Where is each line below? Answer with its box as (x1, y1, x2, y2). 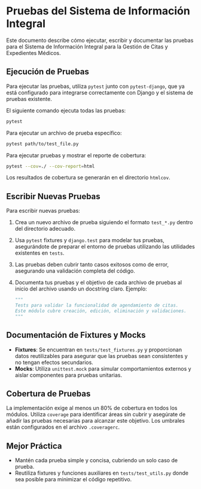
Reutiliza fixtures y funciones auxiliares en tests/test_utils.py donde (14, 469, 188, 476)
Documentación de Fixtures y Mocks (6, 330, 146, 340)
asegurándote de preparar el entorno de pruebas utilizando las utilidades (14, 243, 196, 250)
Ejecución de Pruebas (6, 67, 90, 77)
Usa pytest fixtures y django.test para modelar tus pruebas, (14, 237, 165, 244)
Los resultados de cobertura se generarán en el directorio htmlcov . (6, 174, 170, 181)
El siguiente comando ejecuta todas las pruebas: (6, 106, 126, 114)
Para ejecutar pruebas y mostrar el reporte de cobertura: (6, 151, 147, 159)
